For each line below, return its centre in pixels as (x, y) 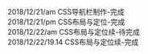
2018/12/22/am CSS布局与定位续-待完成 (74, 32)
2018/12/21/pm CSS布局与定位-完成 (66, 22)
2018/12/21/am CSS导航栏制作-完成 (66, 12)
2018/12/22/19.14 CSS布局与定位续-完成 (73, 42)
